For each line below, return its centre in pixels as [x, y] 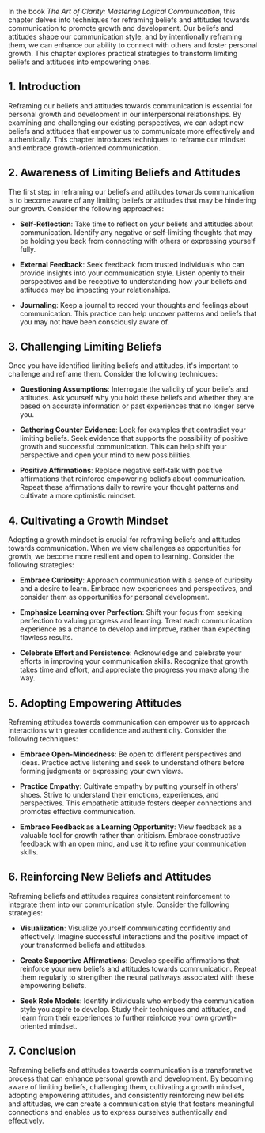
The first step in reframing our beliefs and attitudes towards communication [131, 191]
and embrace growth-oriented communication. [84, 148]
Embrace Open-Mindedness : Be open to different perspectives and [131, 754]
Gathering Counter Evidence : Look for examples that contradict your [133, 430]
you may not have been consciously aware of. [95, 322]
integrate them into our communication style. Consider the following [119, 904]
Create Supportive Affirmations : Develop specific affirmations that [129, 960]
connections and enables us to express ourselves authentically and [118, 1112]
